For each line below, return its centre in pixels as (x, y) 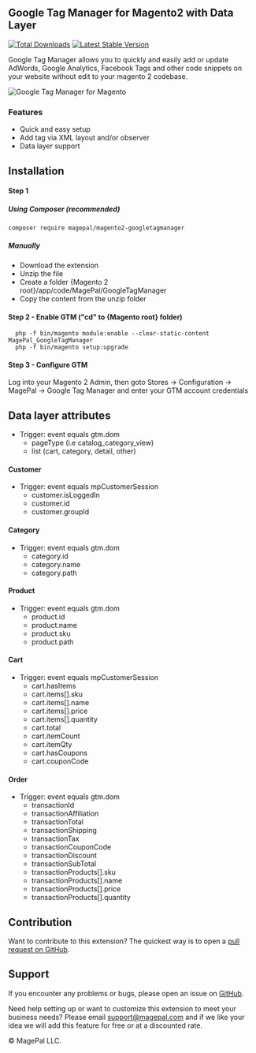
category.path (54, 573)
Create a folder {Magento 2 (64, 282)
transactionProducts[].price (76, 889)
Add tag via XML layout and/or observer (84, 138)
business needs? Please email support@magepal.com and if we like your (126, 1017)
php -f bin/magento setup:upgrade (72, 347)
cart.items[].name (60, 703)
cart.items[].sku (57, 694)
